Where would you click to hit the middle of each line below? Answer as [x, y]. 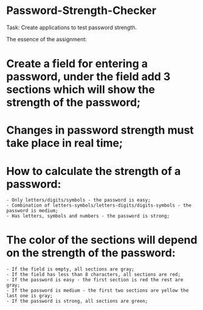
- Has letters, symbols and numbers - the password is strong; [88, 216]
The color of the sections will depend [102, 240]
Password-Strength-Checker [81, 11]
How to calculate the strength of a [94, 171]
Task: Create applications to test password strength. [72, 27]
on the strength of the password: [91, 253]
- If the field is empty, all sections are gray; [71, 269]
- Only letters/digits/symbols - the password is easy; [78, 200]
